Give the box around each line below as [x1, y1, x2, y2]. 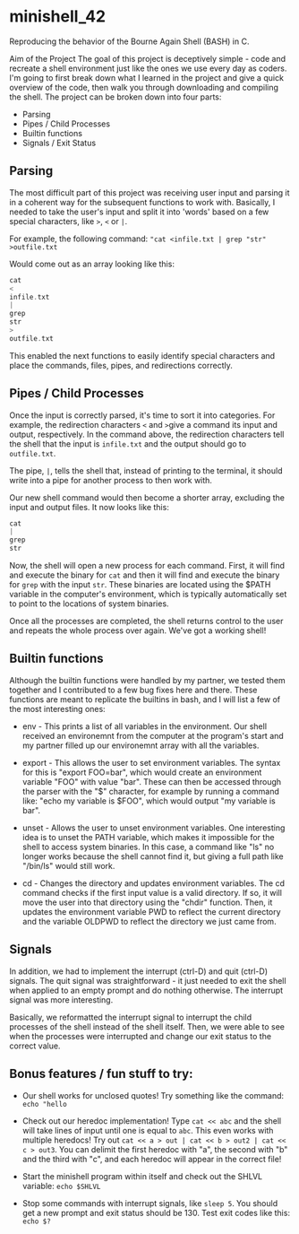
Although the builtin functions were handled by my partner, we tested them [9, 674, 286, 685]
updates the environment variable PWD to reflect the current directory [21, 906, 281, 917]
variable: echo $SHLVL [21, 1180, 101, 1191]
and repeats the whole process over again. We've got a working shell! [9, 625, 267, 636]
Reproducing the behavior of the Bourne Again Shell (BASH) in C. [9, 36, 250, 47]
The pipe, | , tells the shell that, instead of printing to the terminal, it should [9, 465, 284, 476]
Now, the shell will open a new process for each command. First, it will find [9, 561, 285, 571]
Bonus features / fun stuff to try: [9, 1066, 194, 1082]
